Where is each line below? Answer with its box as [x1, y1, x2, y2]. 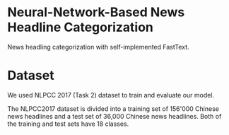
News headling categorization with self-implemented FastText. [7, 42, 189, 51]
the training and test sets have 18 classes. [7, 119, 129, 128]
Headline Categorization [7, 19, 154, 35]
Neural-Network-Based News [7, 4, 185, 20]
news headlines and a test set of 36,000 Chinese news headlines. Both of [7, 112, 222, 120]
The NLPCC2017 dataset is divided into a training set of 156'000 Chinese [7, 104, 219, 113]
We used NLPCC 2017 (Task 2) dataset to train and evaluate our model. [7, 90, 214, 99]
